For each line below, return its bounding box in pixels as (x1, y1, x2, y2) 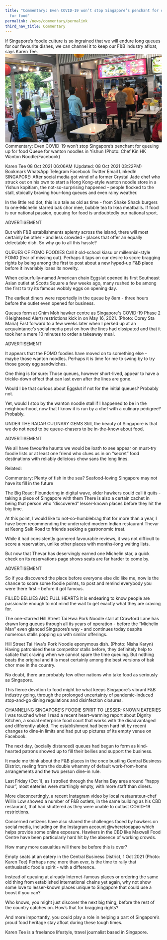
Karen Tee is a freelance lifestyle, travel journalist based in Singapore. (5, 929, 148, 935)
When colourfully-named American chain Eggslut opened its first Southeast (5, 275, 160, 281)
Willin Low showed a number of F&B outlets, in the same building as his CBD (5, 798, 162, 804)
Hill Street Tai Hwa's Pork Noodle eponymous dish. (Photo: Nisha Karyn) (5, 641, 154, 647)
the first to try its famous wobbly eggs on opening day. (5, 285, 117, 291)
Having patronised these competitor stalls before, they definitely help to (5, 647, 152, 653)
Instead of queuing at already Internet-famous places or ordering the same (5, 874, 159, 880)
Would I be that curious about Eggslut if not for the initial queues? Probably (5, 385, 159, 391)
